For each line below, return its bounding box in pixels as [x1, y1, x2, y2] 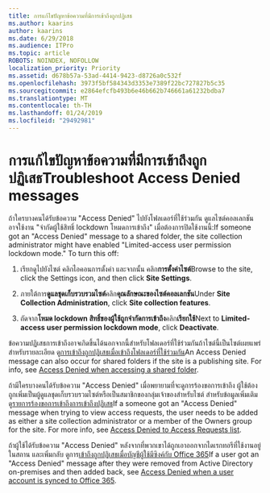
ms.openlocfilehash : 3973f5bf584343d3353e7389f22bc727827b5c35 [8, 79, 226, 87]
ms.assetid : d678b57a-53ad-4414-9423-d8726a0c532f [8, 72, 182, 80]
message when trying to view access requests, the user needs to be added [8, 408, 259, 417]
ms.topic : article [8, 49, 70, 57]
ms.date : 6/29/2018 [8, 34, 74, 43]
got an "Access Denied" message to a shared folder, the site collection [8, 231, 243, 241]
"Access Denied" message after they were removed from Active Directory [8, 458, 254, 468]
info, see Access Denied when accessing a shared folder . [8, 364, 199, 375]
